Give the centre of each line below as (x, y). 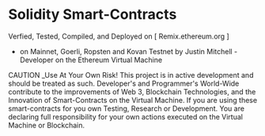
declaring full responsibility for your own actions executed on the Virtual (126, 116)
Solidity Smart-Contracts (93, 15)
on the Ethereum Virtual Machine (109, 60)
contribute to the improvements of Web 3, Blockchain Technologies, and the (132, 91)
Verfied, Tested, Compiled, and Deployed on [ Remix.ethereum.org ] (119, 36)
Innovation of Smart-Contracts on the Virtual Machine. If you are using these (133, 100)
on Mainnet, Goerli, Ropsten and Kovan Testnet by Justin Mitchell (126, 51)
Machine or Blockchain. (47, 125)
